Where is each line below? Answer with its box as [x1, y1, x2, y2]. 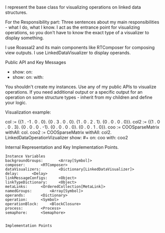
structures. [5, 9, 27, 15]
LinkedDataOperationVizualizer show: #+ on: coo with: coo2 [5, 135, 128, 140]
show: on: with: [12, 74, 44, 80]
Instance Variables [5, 154, 46, 159]
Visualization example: [5, 109, 51, 115]
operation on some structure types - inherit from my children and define [5, 94, 153, 100]
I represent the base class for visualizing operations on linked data [5, 4, 141, 10]
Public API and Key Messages [5, 59, 66, 65]
